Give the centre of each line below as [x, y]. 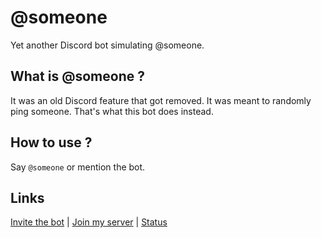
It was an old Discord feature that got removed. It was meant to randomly [161, 100]
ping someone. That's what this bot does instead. [112, 111]
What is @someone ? [77, 76]
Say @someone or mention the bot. [78, 167]
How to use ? [51, 142]
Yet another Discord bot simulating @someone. [107, 45]
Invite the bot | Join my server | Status [89, 222]
